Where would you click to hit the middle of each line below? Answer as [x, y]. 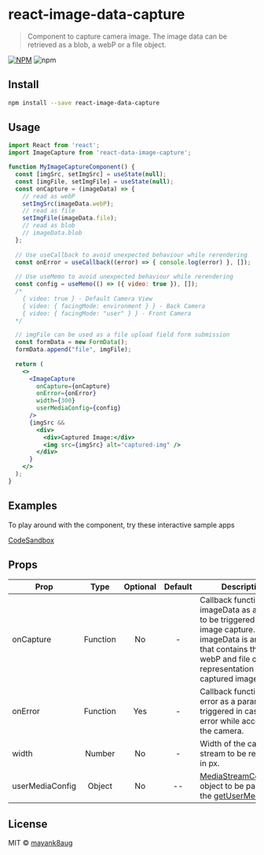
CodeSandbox [31, 540]
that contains [224, 650]
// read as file [49, 211]
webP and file [225, 659]
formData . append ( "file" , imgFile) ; [73, 350]
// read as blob [49, 226]
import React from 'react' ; [54, 146]
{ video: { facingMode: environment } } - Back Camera [114, 306]
